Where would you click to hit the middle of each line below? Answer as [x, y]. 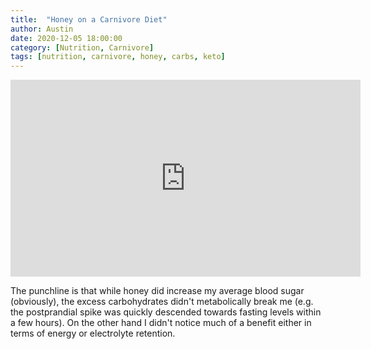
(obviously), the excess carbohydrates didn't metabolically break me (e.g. [162, 302]
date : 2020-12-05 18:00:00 [66, 38]
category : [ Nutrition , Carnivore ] [82, 47]
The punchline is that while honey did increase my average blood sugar [157, 291]
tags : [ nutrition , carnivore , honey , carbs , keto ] [118, 57]
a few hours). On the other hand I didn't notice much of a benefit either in [161, 323]
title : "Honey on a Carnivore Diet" [89, 19]
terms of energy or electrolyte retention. [93, 333]
